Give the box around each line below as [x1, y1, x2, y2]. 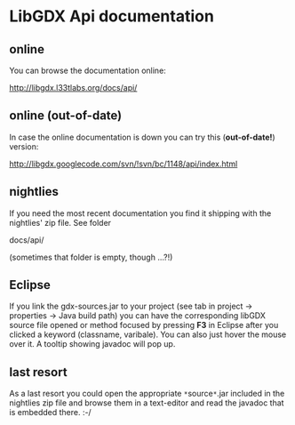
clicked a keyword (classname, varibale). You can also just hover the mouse [9, 329, 287, 340]
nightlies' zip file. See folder [9, 217, 112, 228]
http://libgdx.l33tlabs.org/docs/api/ [9, 83, 138, 92]
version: [9, 140, 39, 152]
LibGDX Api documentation [9, 6, 215, 27]
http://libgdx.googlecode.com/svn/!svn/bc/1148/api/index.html [9, 158, 238, 169]
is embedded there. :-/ [9, 407, 92, 418]
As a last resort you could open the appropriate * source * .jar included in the [9, 389, 285, 399]
